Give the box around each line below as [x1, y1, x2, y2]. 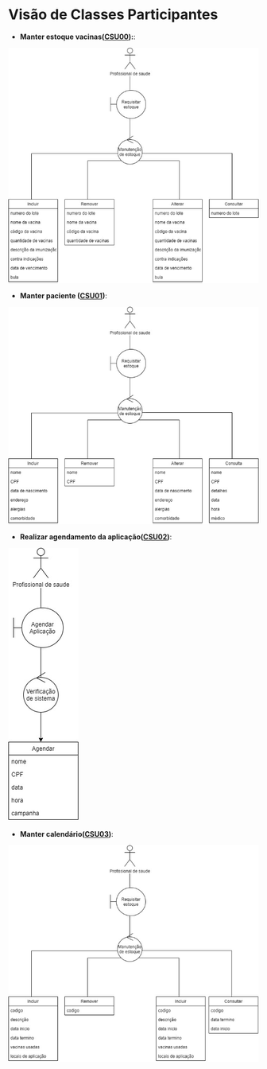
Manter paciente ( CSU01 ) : [19, 291, 107, 301]
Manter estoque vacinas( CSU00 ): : [19, 32, 137, 41]
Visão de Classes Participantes [8, 6, 219, 24]
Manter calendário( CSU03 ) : [19, 830, 114, 839]
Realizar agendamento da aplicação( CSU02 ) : [19, 532, 172, 542]
